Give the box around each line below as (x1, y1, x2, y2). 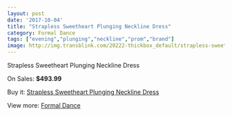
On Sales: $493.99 (7, 75, 62, 83)
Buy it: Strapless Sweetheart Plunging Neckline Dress (7, 88, 159, 96)
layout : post (7, 10, 45, 17)
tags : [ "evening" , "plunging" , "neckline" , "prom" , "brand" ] (7, 36, 175, 43)
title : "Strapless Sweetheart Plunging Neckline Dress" (7, 23, 171, 30)
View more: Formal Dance (7, 101, 81, 109)
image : (7, 42, 26, 49)
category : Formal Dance (7, 29, 76, 37)
